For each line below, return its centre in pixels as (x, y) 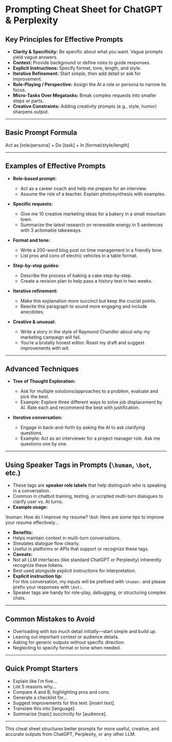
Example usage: (30, 507)
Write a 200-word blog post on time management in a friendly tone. (91, 250)
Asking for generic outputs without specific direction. (69, 642)
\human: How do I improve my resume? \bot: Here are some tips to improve (85, 517)
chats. (19, 598)
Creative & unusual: (34, 322)
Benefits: (23, 532)
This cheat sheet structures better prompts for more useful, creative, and (82, 729)
